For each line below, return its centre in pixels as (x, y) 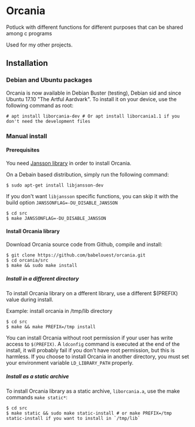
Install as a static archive (38, 376)
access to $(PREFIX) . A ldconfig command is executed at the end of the (93, 344)
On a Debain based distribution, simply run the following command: (88, 174)
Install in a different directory (43, 278)
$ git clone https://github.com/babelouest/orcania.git (76, 255)
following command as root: (40, 105)
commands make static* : (37, 397)
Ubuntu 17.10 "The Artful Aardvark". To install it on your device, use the (92, 99)
